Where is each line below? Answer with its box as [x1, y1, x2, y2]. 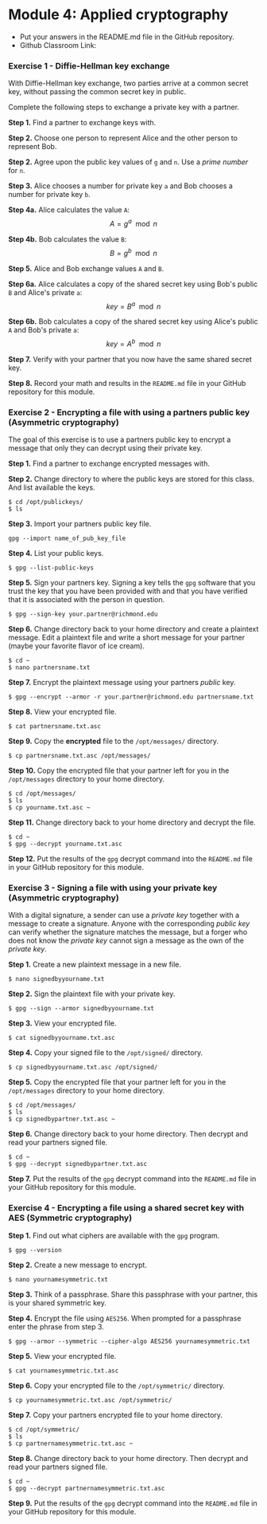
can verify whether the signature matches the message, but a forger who [8, 927, 248, 937]
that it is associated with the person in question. [8, 595, 165, 604]
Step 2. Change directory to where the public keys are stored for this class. [8, 475, 255, 484]
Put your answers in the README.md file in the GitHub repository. [19, 32, 234, 41]
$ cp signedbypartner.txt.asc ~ [8, 1115, 115, 1124]
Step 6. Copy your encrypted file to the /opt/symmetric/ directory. [8, 1380, 225, 1390]
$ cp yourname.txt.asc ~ [8, 804, 91, 812]
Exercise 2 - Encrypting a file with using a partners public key [8, 407, 250, 418]
